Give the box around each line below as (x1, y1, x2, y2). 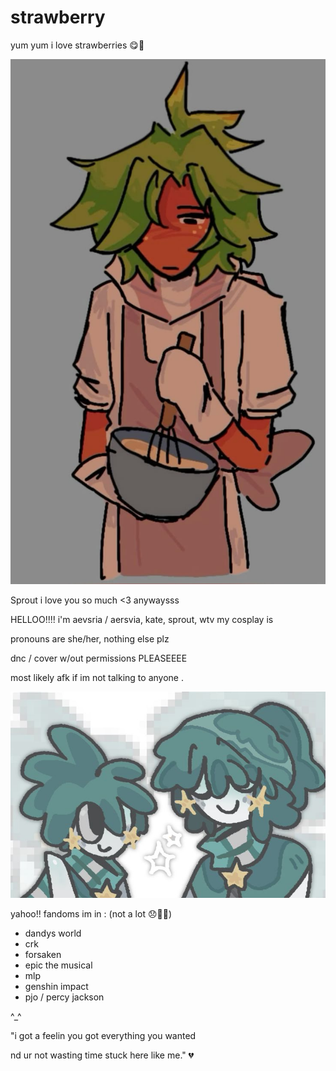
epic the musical (24, 959, 93, 971)
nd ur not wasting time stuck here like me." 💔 (10, 1049, 195, 1061)
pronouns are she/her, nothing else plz (10, 633, 170, 645)
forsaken (24, 949, 62, 961)
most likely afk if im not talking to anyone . (10, 672, 184, 684)
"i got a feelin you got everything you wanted (10, 1030, 197, 1042)
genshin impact (24, 981, 89, 993)
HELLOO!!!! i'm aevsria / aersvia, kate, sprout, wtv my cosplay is (10, 614, 274, 626)
